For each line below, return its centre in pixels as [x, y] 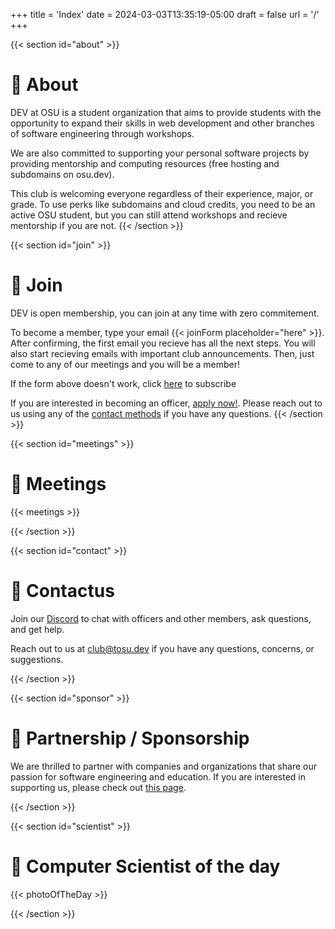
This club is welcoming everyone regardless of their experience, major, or [162, 193]
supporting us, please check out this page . [98, 787]
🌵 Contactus [62, 591]
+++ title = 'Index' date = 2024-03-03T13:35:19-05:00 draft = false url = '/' [165, 14]
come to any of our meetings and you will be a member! [125, 364]
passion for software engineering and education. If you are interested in [158, 776]
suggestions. [37, 659]
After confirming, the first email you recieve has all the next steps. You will [163, 343]
